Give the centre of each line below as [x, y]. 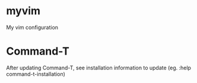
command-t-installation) [36, 74]
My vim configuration [32, 27]
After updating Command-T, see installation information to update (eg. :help [99, 68]
